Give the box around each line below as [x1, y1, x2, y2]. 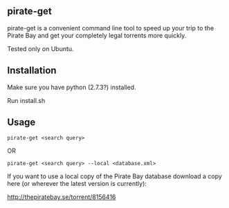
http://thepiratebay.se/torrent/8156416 [7, 193, 116, 201]
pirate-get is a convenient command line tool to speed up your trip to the [7, 23, 214, 32]
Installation [7, 65, 57, 77]
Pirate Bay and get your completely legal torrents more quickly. [7, 31, 187, 39]
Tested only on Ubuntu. [7, 44, 74, 53]
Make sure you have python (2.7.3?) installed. [7, 83, 136, 91]
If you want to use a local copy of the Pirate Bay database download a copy [7, 172, 223, 180]
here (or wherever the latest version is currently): [7, 180, 147, 188]
